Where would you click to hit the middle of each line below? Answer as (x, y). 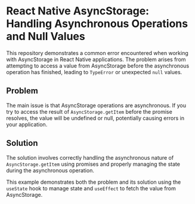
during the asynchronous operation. (50, 170)
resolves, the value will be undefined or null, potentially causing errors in (95, 118)
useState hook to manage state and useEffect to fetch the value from (91, 188)
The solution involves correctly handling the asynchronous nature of (90, 157)
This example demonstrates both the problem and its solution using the (94, 182)
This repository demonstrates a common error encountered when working (97, 53)
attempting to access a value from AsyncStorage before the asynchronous (98, 66)
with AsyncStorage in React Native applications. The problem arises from (96, 59)
